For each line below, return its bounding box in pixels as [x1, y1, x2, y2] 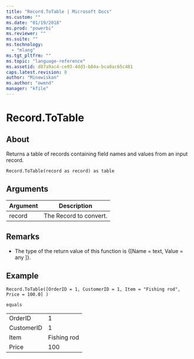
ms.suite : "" [6, 36, 38, 42]
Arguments [6, 184, 49, 194]
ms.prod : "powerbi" [6, 25, 54, 31]
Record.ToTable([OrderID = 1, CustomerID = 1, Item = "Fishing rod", [6, 286, 181, 293]
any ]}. [14, 254, 31, 261]
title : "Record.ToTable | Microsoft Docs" [6, 8, 112, 15]
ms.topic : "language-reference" [6, 58, 86, 64]
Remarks [6, 232, 40, 242]
